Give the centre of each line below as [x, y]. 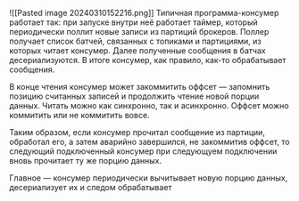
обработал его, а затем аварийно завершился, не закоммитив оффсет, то [149, 142]
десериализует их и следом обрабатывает [91, 187]
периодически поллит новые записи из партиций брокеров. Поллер [139, 32]
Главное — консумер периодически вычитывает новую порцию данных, [149, 178]
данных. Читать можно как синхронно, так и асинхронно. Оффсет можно [149, 105]
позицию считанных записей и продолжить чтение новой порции [134, 96]
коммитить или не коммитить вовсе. [79, 115]
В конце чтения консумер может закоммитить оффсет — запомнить [140, 87]
